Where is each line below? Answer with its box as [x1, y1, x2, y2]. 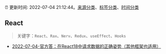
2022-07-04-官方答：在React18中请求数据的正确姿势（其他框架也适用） [11, 43, 161, 49]
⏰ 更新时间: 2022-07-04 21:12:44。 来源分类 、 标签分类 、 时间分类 [4, 4, 139, 10]
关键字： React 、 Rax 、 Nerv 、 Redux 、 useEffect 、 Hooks [16, 33, 126, 39]
